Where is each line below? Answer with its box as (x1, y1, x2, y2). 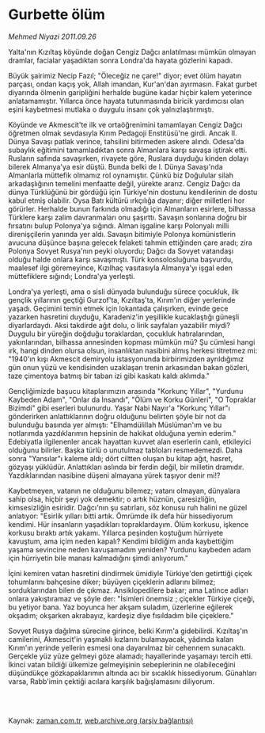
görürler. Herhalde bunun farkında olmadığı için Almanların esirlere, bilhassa (8, 204, 256, 213)
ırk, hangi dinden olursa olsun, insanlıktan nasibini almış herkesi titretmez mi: (8, 346, 258, 355)
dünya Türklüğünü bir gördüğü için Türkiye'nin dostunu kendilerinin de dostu (8, 187, 258, 197)
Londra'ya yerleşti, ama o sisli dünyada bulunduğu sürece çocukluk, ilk (8, 287, 239, 296)
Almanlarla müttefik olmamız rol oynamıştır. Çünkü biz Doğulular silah (8, 170, 233, 180)
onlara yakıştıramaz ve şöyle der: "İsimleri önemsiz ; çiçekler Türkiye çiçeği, (8, 594, 256, 603)
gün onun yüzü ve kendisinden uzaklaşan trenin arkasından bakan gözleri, (8, 362, 250, 372)
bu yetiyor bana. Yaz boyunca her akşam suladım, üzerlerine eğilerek (8, 602, 233, 612)
